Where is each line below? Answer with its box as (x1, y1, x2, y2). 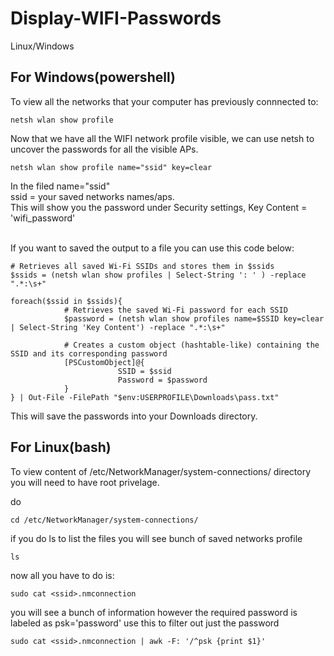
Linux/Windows (10, 40, 75, 52)
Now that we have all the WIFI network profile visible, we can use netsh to (10, 132, 315, 144)
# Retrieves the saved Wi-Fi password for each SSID (63, 305, 288, 315)
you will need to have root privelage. (10, 476, 160, 488)
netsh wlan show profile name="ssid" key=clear (10, 162, 213, 172)
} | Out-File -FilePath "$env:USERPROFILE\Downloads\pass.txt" (10, 392, 280, 402)
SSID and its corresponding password (10, 348, 168, 359)
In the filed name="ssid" (10, 180, 111, 192)
